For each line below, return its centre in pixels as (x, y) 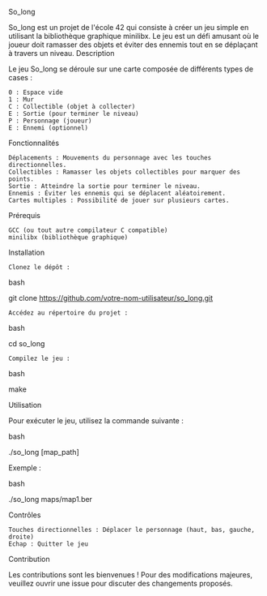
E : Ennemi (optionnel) (49, 128)
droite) (21, 537)
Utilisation (25, 405)
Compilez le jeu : (39, 358)
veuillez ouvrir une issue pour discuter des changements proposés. (121, 583)
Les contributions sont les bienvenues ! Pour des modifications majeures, (131, 575)
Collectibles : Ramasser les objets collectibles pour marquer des (125, 172)
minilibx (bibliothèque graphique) (68, 238)
